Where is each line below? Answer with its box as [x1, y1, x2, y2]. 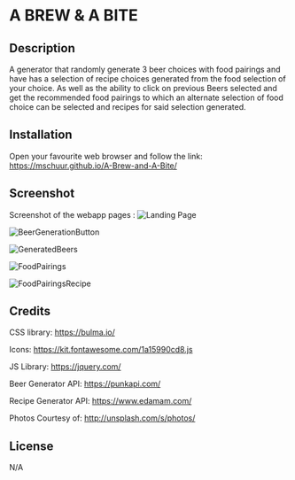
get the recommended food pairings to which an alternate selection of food [9, 92, 283, 103]
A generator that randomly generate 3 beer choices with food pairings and [9, 64, 281, 74]
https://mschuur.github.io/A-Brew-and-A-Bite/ [9, 160, 177, 171]
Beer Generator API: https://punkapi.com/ [9, 378, 161, 390]
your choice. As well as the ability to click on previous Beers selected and [9, 83, 277, 93]
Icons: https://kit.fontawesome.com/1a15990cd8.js [9, 345, 193, 355]
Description [9, 41, 75, 56]
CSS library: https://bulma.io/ [9, 327, 115, 337]
